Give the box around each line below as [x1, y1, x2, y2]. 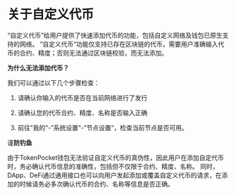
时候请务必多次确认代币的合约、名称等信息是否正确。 [19, 180, 174, 188]
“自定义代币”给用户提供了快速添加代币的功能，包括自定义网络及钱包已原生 [7, 31, 223, 39]
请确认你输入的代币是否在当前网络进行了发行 [17, 93, 148, 102]
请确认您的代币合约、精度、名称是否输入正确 [17, 108, 148, 117]
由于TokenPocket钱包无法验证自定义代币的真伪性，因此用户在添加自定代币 [7, 153, 224, 162]
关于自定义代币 [7, 6, 94, 23]
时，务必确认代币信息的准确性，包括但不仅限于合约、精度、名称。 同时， [7, 162, 219, 170]
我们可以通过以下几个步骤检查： [7, 78, 100, 87]
